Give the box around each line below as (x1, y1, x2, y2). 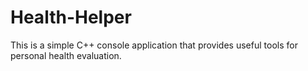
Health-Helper (10, 6, 132, 29)
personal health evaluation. (10, 49, 122, 61)
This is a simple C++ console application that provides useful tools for (10, 39, 298, 51)
